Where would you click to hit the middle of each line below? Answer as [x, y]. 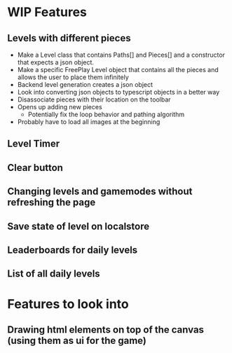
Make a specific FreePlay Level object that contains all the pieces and [118, 70]
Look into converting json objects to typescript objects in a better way [118, 92]
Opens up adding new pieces [60, 107]
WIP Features [47, 12]
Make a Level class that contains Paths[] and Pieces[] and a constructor [121, 55]
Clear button [35, 168]
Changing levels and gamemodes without [100, 192]
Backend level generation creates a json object [85, 84]
